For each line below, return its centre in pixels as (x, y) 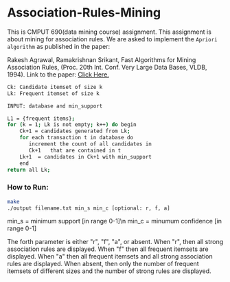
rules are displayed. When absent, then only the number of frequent (103, 264)
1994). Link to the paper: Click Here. (58, 74)
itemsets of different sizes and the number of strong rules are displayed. (109, 271)
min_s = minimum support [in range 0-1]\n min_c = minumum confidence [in (114, 221)
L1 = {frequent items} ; (41, 119)
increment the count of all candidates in (90, 144)
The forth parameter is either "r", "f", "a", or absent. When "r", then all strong (115, 242)
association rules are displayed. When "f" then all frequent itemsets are (108, 249)
